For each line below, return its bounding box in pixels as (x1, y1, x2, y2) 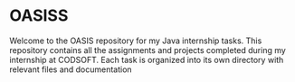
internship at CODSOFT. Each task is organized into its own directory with (9, 54, 284, 65)
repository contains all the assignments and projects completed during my (9, 44, 287, 55)
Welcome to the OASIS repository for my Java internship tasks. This (9, 35, 262, 46)
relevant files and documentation (9, 64, 133, 75)
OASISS (9, 5, 69, 26)
